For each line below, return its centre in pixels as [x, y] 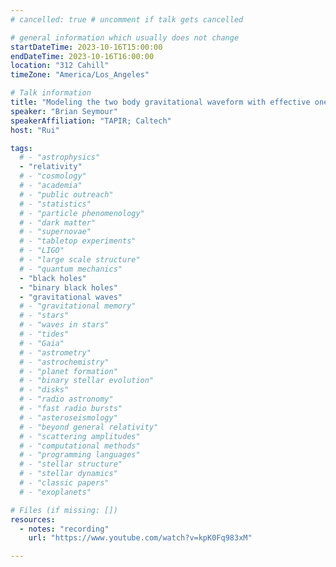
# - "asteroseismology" [68, 417]
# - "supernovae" [55, 232]
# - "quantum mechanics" [71, 269]
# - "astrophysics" [60, 157]
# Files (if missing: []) [64, 510]
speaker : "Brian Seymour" [64, 111]
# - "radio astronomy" [66, 399]
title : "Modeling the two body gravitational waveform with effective [160, 102]
